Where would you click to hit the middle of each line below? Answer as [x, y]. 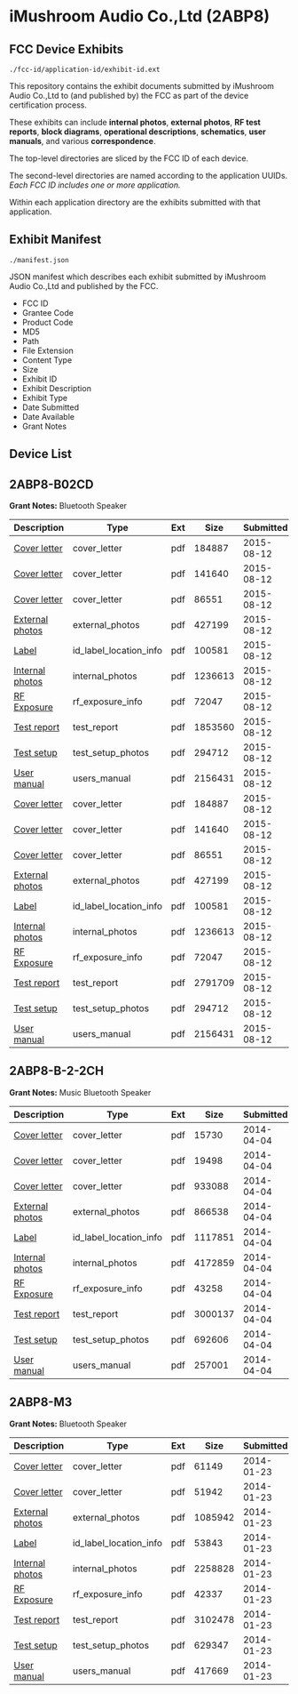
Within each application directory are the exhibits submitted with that [135, 202]
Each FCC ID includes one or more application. [95, 185]
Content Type [47, 360]
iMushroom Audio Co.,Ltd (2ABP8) [140, 16]
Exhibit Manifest [55, 240]
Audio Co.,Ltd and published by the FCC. [84, 285]
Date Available [48, 416]
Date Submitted [51, 407]
